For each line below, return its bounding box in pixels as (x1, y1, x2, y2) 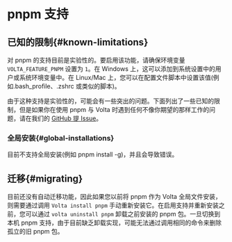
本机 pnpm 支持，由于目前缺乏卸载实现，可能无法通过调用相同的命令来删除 (7, 218, 222, 227)
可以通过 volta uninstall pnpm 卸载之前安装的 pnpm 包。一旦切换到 (25, 210, 221, 218)
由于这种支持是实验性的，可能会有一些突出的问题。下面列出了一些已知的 (7, 97, 214, 105)
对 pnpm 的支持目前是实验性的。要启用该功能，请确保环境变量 (7, 56, 185, 64)
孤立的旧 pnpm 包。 (7, 227, 64, 236)
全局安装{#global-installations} (7, 133, 115, 143)
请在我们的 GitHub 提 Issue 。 (19, 114, 103, 122)
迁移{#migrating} (7, 172, 83, 184)
